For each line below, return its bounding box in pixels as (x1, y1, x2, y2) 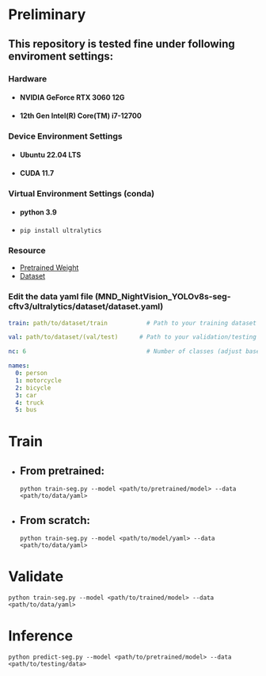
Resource (8, 245, 46, 256)
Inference (8, 627, 74, 645)
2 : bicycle (15, 384, 51, 392)
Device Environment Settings (8, 131, 123, 142)
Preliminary (8, 6, 86, 24)
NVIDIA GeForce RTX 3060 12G (19, 93, 125, 102)
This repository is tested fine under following (8, 37, 235, 51)
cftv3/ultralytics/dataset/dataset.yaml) (8, 301, 164, 312)
